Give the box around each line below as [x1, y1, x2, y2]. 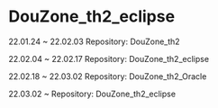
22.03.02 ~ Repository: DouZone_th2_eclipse [8, 88, 177, 99]
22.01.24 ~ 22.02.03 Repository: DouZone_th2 [8, 36, 181, 47]
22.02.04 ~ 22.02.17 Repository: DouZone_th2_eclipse [8, 53, 209, 64]
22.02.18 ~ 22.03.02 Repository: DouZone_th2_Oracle [8, 70, 207, 82]
